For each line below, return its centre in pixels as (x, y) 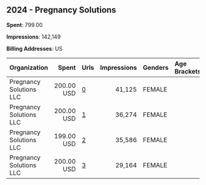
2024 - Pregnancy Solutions (61, 10)
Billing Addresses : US (35, 48)
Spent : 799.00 (25, 25)
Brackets (188, 71)
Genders (156, 67)
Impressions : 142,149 (34, 37)
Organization (29, 67)
